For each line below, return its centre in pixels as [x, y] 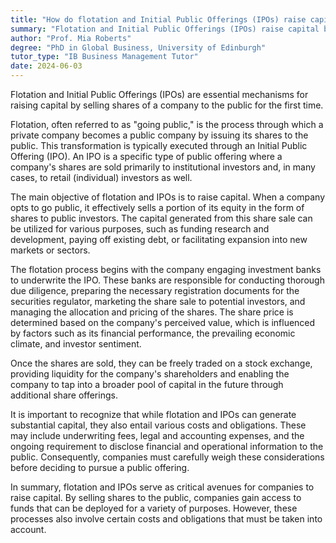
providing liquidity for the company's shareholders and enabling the [150, 374]
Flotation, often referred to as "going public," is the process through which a [167, 124]
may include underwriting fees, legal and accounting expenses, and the [157, 435]
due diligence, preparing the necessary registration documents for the [155, 290]
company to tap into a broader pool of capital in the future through [147, 384]
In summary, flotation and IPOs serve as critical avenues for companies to [162, 487]
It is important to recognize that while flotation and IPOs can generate [153, 414]
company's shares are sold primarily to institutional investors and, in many [163, 167]
